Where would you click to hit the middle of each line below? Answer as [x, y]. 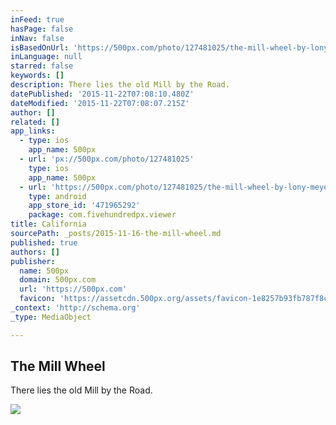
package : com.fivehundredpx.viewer [102, 215]
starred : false [42, 66]
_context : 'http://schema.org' [75, 308]
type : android [57, 196]
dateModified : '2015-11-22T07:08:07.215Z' [100, 103]
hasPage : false [42, 29]
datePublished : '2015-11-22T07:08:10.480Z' [102, 94]
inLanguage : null [46, 57]
